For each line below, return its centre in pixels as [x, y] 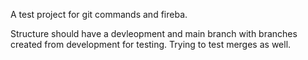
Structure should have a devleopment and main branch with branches [154, 33]
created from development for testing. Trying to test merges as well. [151, 44]
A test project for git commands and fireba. [99, 14]
